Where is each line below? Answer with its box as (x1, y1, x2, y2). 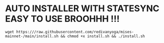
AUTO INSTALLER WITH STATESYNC (5, 3, 160, 14)
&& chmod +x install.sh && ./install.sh (60, 34, 145, 39)
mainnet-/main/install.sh (5, 34, 58, 39)
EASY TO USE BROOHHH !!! (5, 13, 120, 24)
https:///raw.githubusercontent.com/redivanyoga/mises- (16, 29, 134, 34)
